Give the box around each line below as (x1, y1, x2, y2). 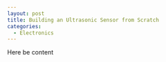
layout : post (7, 10, 45, 17)
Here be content (7, 48, 54, 56)
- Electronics (13, 29, 54, 37)
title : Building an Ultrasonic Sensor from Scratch (7, 17, 159, 23)
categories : (7, 23, 41, 30)
